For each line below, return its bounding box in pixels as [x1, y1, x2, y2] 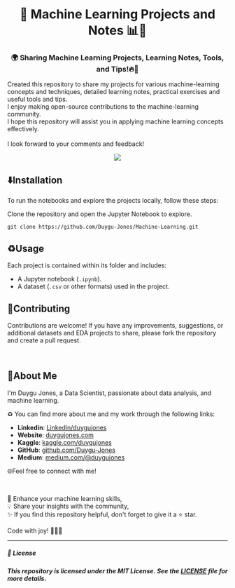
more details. [7, 574, 47, 582]
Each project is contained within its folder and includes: [7, 261, 166, 269]
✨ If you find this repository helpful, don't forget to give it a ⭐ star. [7, 510, 197, 519]
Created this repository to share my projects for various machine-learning [7, 80, 220, 88]
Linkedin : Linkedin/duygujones [17, 423, 107, 432]
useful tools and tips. [7, 95, 68, 104]
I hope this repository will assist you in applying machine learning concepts [7, 117, 224, 126]
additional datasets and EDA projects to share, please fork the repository [7, 328, 217, 337]
